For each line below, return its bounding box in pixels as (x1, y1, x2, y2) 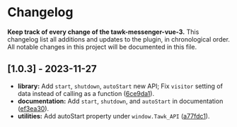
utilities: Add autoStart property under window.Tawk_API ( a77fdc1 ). (17, 111, 210, 120)
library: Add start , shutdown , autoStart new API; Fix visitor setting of (17, 82, 223, 90)
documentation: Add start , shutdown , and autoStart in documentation (17, 97, 224, 105)
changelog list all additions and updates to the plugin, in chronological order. (7, 35, 230, 43)
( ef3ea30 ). (17, 104, 50, 113)
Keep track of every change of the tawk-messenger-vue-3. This (7, 28, 200, 36)
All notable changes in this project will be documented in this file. (7, 42, 197, 51)
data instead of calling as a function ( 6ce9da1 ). (17, 89, 154, 97)
